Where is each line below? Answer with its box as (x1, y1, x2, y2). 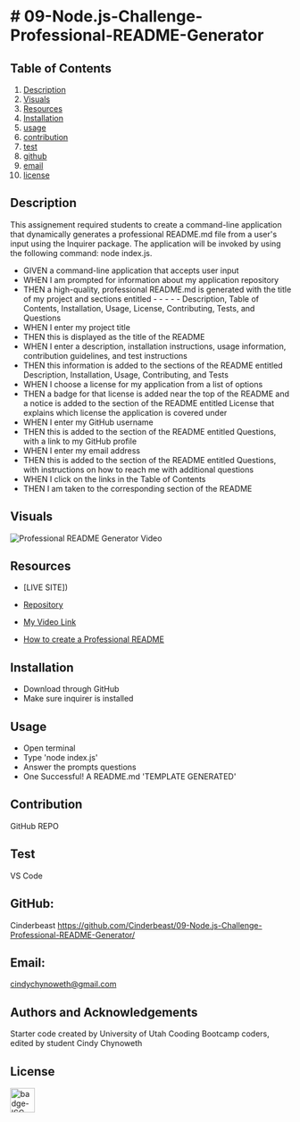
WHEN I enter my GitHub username (22, 417, 154, 428)
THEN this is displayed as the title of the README (22, 331, 205, 342)
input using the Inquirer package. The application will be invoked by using (10, 238, 281, 249)
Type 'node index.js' (22, 752, 98, 763)
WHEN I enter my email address (22, 445, 141, 456)
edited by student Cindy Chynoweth (10, 1038, 143, 1049)
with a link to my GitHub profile (22, 436, 137, 446)
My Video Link (22, 617, 77, 627)
